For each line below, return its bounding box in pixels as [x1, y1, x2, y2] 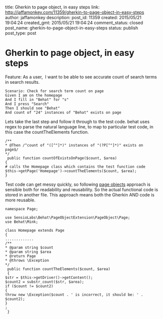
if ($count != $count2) [5, 284, 54, 289]
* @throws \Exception [5, 258, 49, 263]
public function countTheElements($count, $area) [7, 267, 111, 271]
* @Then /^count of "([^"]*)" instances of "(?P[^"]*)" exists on [5, 143, 143, 147]
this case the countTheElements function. [5, 129, 89, 135]
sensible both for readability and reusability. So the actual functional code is [5, 186, 158, 193]
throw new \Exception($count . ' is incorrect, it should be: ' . [5, 292, 143, 297]
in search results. [5, 79, 40, 85]
